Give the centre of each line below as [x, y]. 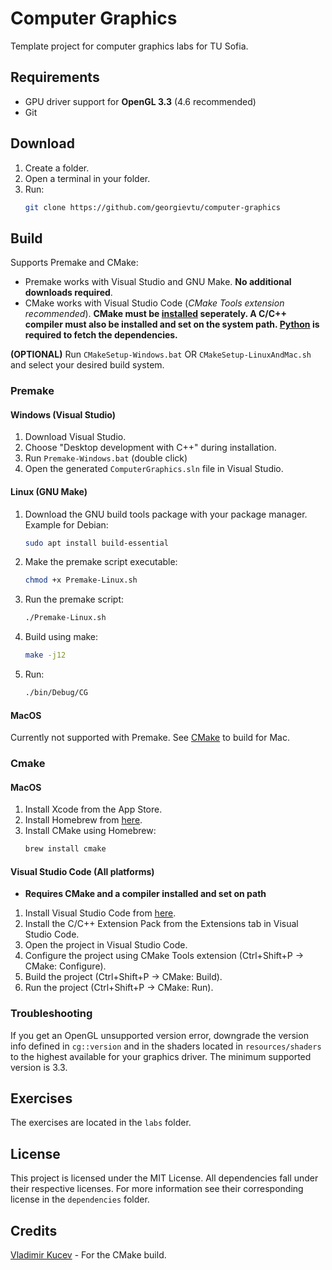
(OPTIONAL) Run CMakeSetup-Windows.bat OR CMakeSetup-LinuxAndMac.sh [161, 354]
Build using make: [61, 637]
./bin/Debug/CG [56, 693]
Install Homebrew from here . [83, 820]
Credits [34, 1230]
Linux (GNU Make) [49, 491]
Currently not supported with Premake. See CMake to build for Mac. [150, 738]
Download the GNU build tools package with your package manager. [166, 514]
